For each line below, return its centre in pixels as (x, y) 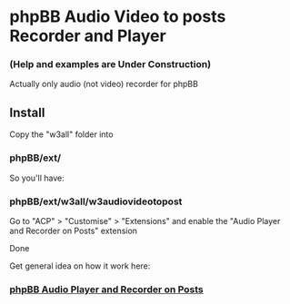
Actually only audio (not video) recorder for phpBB (104, 84)
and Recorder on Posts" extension (74, 230)
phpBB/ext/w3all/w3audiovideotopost (96, 201)
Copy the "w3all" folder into (61, 134)
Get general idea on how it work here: (80, 266)
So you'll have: (37, 178)
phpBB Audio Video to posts (118, 17)
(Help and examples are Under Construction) (110, 64)
